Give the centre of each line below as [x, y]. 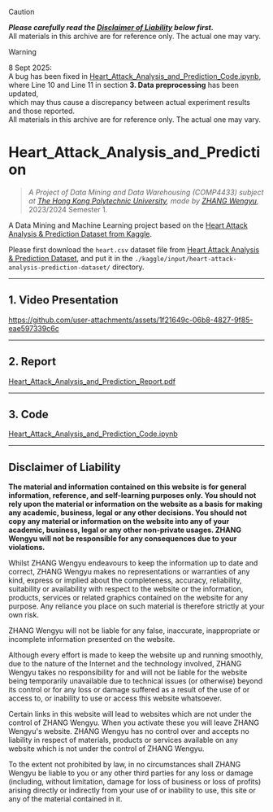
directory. [128, 267]
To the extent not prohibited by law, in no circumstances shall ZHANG [125, 765]
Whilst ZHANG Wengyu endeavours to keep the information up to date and [133, 563]
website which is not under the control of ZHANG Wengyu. [106, 749]
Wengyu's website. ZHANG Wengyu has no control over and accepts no [129, 731]
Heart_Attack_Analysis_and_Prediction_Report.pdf [92, 381]
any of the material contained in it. [66, 799]
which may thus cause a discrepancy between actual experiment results [129, 102]
